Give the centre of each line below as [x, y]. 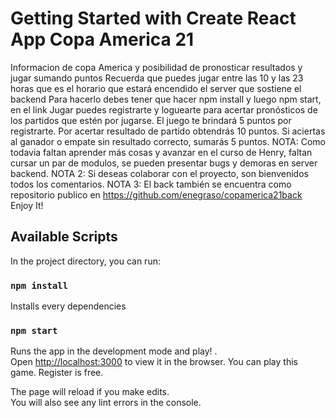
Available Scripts [64, 237]
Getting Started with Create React [153, 18]
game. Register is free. [57, 373]
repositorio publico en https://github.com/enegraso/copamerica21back [156, 194]
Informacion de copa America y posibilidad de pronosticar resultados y [156, 67]
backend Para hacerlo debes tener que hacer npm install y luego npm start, [166, 99]
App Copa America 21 [102, 39]
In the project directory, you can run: [85, 261]
